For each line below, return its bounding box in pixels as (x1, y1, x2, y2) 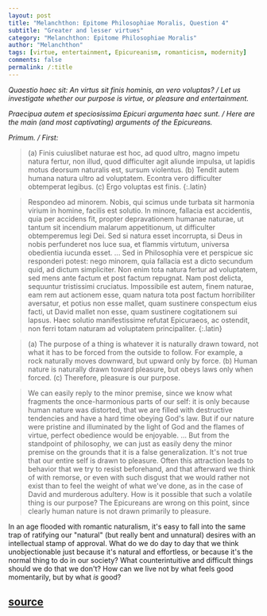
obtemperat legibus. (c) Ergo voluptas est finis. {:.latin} (27, 182, 207, 191)
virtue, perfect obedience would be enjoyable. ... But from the (27, 430, 230, 440)
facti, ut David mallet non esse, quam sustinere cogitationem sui (27, 306, 238, 316)
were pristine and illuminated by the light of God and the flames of (27, 422, 245, 431)
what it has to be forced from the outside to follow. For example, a (27, 347, 244, 357)
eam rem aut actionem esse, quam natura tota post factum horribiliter (27, 290, 256, 299)
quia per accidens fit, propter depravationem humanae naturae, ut (27, 214, 244, 223)
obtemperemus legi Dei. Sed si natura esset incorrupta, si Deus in (27, 231, 242, 241)
